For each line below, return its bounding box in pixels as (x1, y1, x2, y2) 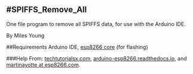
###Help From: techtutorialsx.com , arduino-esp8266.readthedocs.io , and (6, 54, 187, 62)
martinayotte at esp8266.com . (6, 61, 81, 68)
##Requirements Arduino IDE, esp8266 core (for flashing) (6, 43, 148, 50)
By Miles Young (6, 32, 45, 39)
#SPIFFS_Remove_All (6, 5, 87, 15)
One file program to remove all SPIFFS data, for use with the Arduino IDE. (6, 20, 186, 27)
